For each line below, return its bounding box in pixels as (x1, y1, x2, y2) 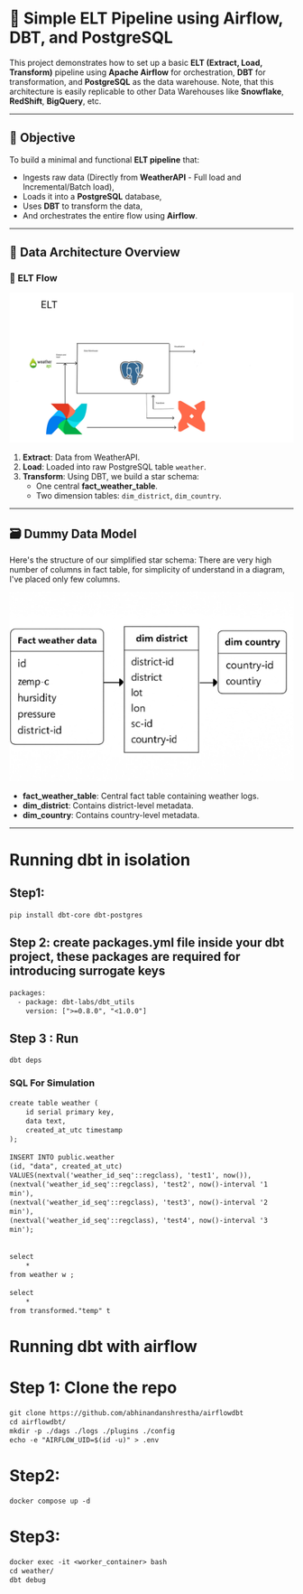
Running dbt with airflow (9, 1336, 198, 1356)
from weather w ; (9, 1270, 75, 1279)
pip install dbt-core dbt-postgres (9, 910, 143, 919)
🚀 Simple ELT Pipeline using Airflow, (9, 8, 284, 29)
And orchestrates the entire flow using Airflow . (22, 210, 198, 220)
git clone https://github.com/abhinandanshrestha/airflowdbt (9, 1408, 244, 1417)
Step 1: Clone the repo (9, 1377, 178, 1398)
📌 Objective (9, 130, 76, 145)
